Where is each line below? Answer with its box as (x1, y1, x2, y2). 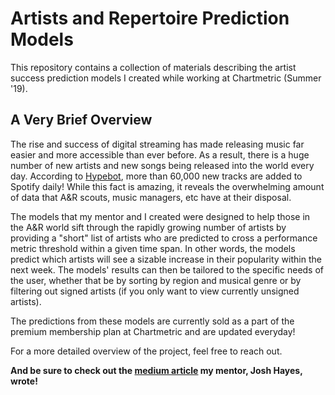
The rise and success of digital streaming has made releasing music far (10, 138, 305, 150)
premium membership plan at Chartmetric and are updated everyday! (10, 325, 296, 337)
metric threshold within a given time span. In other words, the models (10, 242, 296, 254)
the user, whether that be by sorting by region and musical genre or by (10, 274, 302, 286)
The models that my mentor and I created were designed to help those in (10, 210, 311, 222)
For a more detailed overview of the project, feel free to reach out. (10, 345, 283, 357)
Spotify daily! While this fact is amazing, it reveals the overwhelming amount (10, 180, 325, 192)
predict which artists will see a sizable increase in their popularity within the (10, 253, 322, 265)
